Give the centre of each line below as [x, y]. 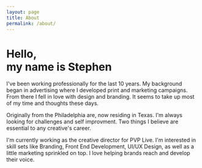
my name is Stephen [59, 67]
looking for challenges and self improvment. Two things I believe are [92, 122]
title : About [23, 18]
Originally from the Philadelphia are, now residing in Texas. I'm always [94, 115]
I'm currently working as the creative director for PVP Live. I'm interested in [101, 140]
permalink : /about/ [31, 23]
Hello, [22, 54]
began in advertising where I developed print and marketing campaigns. [97, 90]
